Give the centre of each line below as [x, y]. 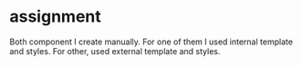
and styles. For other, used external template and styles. [115, 51]
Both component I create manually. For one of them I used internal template [151, 42]
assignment [56, 17]
